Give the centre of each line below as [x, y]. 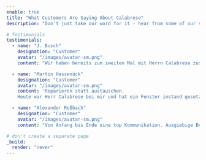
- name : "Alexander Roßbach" [49, 108]
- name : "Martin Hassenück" [48, 74]
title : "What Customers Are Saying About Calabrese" [75, 18]
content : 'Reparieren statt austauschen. [71, 91]
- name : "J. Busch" [37, 46]
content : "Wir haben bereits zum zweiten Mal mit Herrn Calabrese [104, 63]
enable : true [23, 12]
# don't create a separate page [48, 136]
